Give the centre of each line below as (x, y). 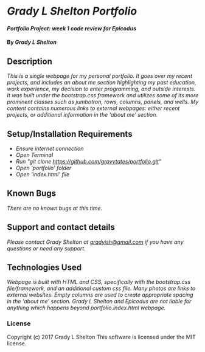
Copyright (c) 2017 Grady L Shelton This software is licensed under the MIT (102, 337)
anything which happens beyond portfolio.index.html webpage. (86, 308)
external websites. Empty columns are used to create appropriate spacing (100, 295)
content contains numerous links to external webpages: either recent (93, 108)
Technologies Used (44, 268)
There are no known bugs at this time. (55, 208)
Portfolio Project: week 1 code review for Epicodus (71, 28)
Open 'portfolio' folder (43, 168)
